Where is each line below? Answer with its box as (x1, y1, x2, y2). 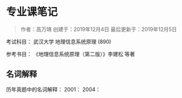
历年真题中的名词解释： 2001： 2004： (6, 86, 101, 93)
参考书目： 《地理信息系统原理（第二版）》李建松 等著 (6, 50, 135, 57)
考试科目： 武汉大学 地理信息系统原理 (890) (6, 38, 112, 45)
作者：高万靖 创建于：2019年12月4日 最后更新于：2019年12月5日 (20, 26, 177, 33)
